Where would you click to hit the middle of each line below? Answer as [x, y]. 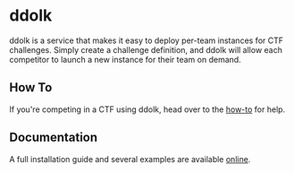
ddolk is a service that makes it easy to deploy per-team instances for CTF [147, 40]
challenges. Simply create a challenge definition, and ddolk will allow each [146, 49]
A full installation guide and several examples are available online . [130, 159]
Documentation [54, 138]
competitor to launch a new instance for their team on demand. [125, 59]
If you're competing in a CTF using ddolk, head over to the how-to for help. [147, 109]
